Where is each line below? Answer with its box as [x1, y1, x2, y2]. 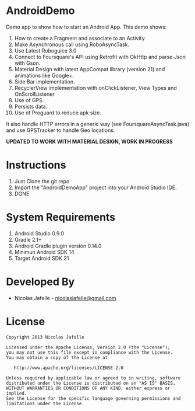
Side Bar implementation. [14, 78, 75, 85]
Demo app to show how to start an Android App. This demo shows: [6, 23, 167, 30]
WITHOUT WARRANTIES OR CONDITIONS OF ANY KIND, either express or [6, 385, 171, 391]
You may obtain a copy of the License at [6, 354, 108, 360]
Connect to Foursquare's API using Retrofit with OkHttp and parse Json [14, 53, 186, 60]
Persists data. [14, 103, 48, 110]
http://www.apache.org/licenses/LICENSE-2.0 [13, 365, 124, 371]
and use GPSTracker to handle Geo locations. [6, 127, 115, 134]
